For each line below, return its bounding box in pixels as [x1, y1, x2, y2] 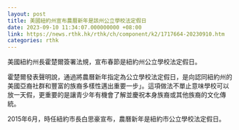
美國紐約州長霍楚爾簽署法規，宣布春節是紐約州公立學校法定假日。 [7, 58, 201, 66]
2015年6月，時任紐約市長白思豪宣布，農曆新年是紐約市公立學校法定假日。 [7, 115, 226, 124]
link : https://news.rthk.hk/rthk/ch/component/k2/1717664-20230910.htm [7, 30, 225, 38]
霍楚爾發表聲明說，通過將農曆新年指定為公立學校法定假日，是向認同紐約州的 [7, 73, 233, 81]
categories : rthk [7, 37, 59, 44]
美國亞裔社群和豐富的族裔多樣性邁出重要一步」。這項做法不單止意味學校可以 [7, 81, 230, 90]
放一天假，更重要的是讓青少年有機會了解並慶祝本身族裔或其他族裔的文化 [7, 91, 220, 99]
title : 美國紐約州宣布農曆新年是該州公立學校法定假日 [7, 17, 147, 24]
